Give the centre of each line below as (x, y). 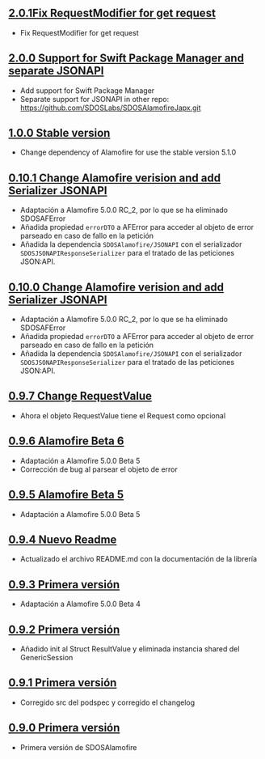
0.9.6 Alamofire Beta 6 (66, 441)
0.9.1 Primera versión (63, 683)
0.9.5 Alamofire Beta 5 (66, 495)
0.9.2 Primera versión (64, 629)
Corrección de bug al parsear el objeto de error (99, 469)
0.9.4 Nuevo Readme (63, 539)
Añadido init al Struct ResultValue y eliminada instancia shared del (130, 649)
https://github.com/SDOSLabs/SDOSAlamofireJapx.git (110, 108)
